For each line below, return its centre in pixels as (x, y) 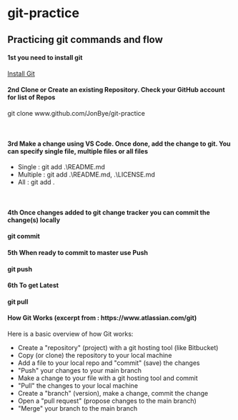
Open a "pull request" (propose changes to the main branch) (107, 401)
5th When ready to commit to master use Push (78, 252)
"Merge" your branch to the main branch (78, 408)
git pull (18, 301)
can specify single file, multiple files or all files (78, 151)
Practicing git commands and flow (85, 40)
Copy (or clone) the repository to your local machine (95, 355)
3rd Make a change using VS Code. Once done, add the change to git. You (119, 144)
